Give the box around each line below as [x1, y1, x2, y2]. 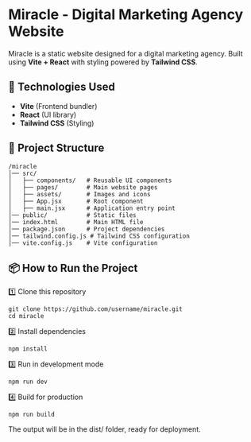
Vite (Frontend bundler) [19, 101, 98, 111]
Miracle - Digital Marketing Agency [8, 6, 244, 24]
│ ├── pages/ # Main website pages [8, 183, 158, 192]
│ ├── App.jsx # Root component [8, 197, 145, 205]
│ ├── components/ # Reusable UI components [8, 176, 172, 184]
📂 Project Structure [8, 142, 105, 155]
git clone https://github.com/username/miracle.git [8, 305, 183, 313]
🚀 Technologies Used [8, 80, 115, 94]
